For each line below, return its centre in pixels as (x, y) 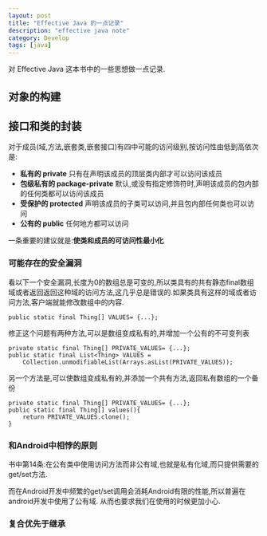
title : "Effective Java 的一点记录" (66, 23)
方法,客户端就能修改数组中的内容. (70, 302)
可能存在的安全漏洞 (45, 263)
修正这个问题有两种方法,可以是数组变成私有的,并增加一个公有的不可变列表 (129, 333)
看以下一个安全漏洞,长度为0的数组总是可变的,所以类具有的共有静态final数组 (131, 282)
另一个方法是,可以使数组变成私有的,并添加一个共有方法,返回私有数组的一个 (130, 378)
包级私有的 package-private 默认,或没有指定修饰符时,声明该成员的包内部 (139, 183)
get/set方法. (28, 474)
